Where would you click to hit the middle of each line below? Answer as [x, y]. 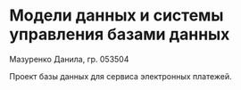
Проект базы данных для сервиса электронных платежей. [120, 76]
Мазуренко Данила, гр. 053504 [69, 59]
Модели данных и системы [116, 16]
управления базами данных [120, 34]
